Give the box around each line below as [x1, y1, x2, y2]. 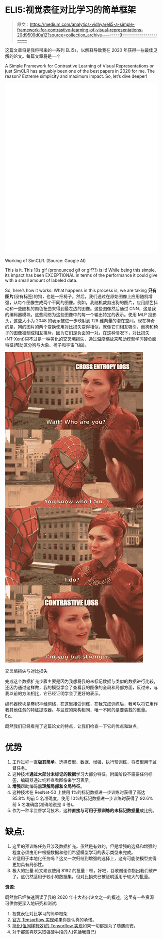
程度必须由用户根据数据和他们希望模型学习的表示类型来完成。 [12, 849, 136, 855]
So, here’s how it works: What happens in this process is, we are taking [5, 287, 147, 293]
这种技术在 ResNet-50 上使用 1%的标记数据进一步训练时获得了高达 [12, 789, 146, 795]
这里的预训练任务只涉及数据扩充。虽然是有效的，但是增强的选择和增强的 [12, 843, 157, 849]
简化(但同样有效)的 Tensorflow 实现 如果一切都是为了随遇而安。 [12, 923, 138, 928]
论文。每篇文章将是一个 [13, 53, 61, 59]
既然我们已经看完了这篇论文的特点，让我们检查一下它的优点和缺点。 [5, 723, 141, 729]
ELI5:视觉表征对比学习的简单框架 [5, 4, 136, 16]
